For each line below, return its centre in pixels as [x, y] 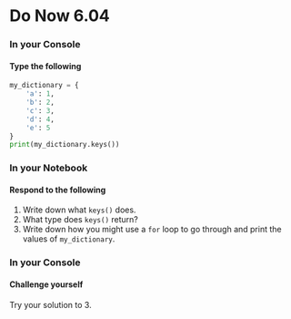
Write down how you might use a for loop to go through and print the [152, 230]
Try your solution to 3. [51, 304]
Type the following [45, 66]
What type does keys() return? [80, 220]
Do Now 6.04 [60, 16]
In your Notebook [49, 168]
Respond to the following [58, 190]
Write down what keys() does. [79, 210]
